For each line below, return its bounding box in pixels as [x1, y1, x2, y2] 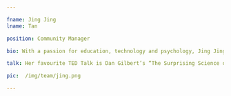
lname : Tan [6, 22, 38, 30]
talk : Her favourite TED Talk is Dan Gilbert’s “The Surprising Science [6, 60, 220, 67]
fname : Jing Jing [6, 16, 57, 23]
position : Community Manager [6, 35, 90, 42]
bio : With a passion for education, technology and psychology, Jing [6, 48, 211, 55]
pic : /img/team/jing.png [6, 73, 81, 79]
